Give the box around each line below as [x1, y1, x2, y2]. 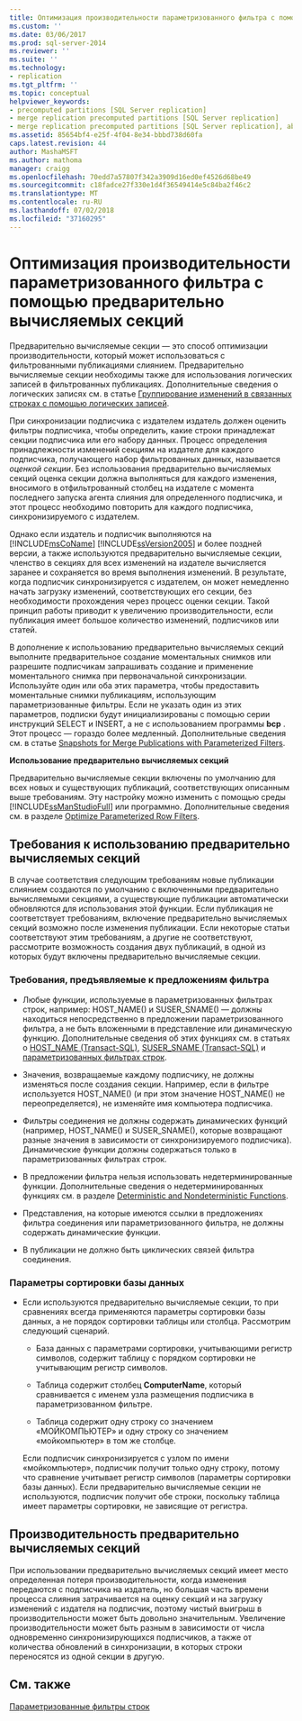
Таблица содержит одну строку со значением [35, 1416, 214, 1426]
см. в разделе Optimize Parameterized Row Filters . [9, 810, 200, 821]
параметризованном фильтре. [35, 1398, 153, 1409]
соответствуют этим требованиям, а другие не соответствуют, [9, 932, 253, 942]
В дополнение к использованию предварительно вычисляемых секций [9, 642, 285, 652]
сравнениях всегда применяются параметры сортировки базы [22, 1306, 266, 1316]
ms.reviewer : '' [9, 47, 70, 56]
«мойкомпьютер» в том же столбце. [35, 1434, 177, 1446]
